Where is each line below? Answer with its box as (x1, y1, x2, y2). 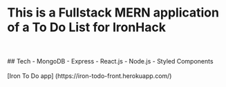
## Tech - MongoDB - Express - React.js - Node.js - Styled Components (7, 57, 214, 65)
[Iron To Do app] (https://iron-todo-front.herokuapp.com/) (7, 71, 172, 80)
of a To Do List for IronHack (7, 19, 166, 35)
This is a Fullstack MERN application (7, 5, 220, 21)
